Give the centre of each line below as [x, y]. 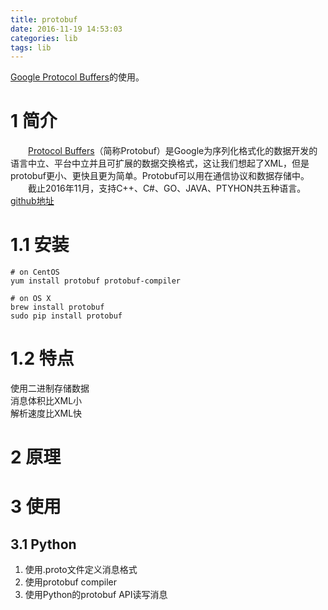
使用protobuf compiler [71, 582]
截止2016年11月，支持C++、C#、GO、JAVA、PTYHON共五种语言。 [167, 188]
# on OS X [31, 299]
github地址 [32, 201]
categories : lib [44, 38]
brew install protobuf [57, 307]
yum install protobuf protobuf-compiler [96, 281]
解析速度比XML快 [46, 413]
